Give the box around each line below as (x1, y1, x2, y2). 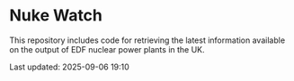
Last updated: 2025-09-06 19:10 (9, 61, 130, 72)
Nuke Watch (9, 5, 103, 26)
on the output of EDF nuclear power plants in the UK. (9, 44, 205, 54)
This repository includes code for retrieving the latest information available (9, 35, 286, 45)
